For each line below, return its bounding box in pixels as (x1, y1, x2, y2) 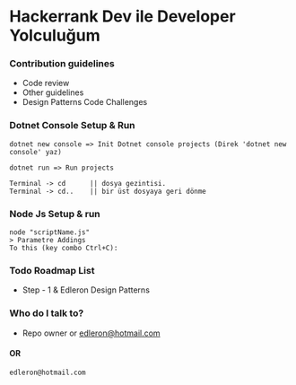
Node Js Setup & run (9, 207, 100, 220)
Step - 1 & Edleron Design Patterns (22, 284, 151, 295)
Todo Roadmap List (9, 265, 95, 276)
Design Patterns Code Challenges (22, 97, 148, 108)
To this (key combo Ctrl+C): (9, 244, 118, 253)
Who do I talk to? (9, 307, 84, 319)
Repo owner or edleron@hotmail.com (22, 328, 161, 338)
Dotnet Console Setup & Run (9, 119, 135, 132)
